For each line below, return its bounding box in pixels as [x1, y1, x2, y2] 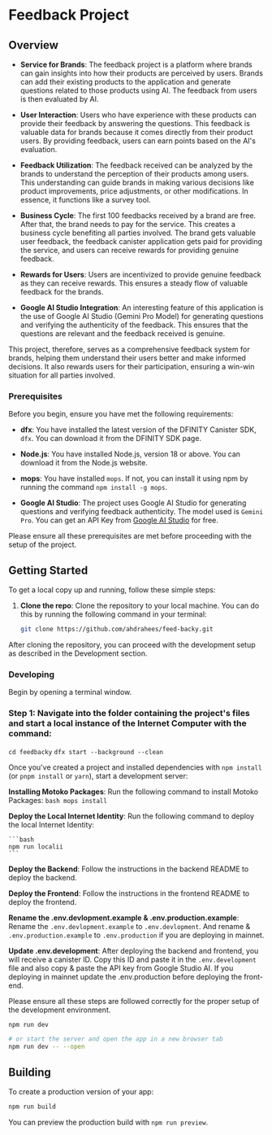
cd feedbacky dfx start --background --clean [8, 748, 164, 756]
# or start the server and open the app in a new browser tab [8, 1035, 223, 1043]
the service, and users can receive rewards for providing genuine [19, 246, 240, 255]
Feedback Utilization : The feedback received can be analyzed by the [19, 160, 253, 170]
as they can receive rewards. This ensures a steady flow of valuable [19, 278, 248, 288]
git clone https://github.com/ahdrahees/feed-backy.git [19, 625, 214, 634]
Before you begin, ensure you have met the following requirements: [8, 409, 234, 419]
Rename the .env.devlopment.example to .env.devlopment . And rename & [8, 921, 251, 931]
